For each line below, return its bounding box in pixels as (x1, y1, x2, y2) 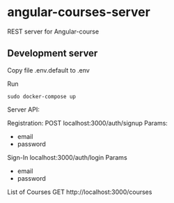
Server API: (7, 105, 40, 114)
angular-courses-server (7, 4, 151, 20)
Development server (7, 47, 98, 59)
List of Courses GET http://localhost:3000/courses (7, 188, 152, 196)
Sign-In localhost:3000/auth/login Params (7, 153, 127, 161)
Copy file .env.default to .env (7, 66, 90, 74)
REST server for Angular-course (7, 27, 100, 36)
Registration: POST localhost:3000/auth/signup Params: (7, 119, 168, 127)
